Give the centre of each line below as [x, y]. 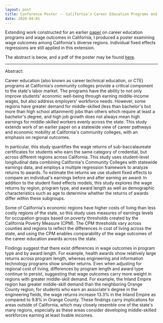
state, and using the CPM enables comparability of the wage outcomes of [79, 234]
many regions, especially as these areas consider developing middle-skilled [81, 310]
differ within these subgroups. [35, 198]
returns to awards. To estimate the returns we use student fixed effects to [79, 172]
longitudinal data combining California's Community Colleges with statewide [81, 162]
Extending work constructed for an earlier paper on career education [74, 33]
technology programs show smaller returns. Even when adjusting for [73, 264]
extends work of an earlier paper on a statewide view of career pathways [78, 127]
